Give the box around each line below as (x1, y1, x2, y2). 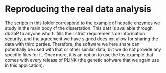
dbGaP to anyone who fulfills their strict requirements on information (5, 30, 145, 36)
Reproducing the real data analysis (5, 3, 152, 15)
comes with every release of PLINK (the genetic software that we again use (5, 57, 160, 63)
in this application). (5, 62, 44, 68)
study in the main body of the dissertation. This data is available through (5, 25, 153, 31)
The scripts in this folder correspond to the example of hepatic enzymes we (5, 20, 160, 26)
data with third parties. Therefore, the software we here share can (5, 41, 140, 47)
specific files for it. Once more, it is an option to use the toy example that (5, 51, 154, 58)
